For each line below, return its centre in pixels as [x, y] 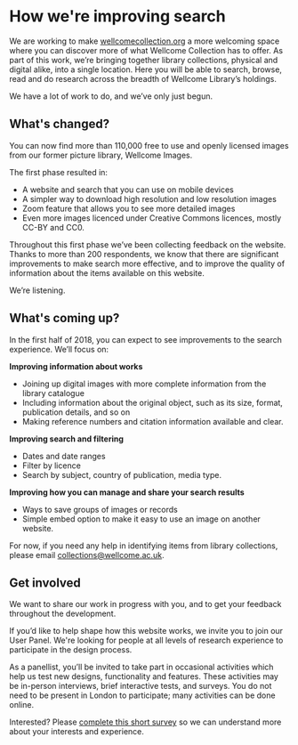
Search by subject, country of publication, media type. [122, 474]
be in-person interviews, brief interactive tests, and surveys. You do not [141, 686]
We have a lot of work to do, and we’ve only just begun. [111, 96]
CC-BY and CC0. [53, 227]
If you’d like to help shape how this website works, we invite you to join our [146, 631]
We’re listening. [37, 290]
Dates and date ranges [64, 456]
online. [21, 705]
